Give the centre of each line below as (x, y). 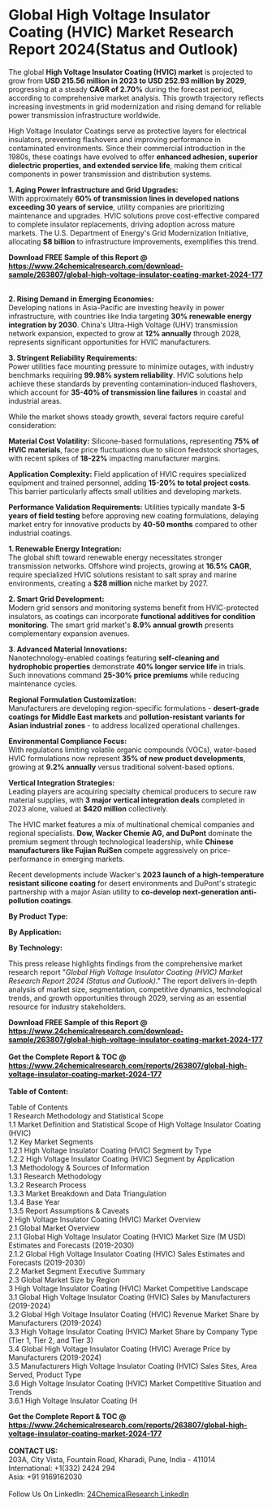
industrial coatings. (41, 533)
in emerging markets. (89, 859)
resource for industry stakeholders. (67, 1006)
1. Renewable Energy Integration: (65, 548)
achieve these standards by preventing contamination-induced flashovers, (133, 383)
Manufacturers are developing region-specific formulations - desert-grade (134, 708)
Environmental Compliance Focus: (68, 741)
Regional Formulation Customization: (72, 699)
